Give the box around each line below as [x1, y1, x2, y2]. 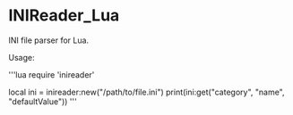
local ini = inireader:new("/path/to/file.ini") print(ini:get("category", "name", [8, 86, 285, 97]
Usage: [8, 52, 35, 62]
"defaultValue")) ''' [8, 95, 77, 107]
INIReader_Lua [8, 5, 120, 26]
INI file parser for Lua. [8, 35, 90, 45]
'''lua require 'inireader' [8, 69, 95, 80]
